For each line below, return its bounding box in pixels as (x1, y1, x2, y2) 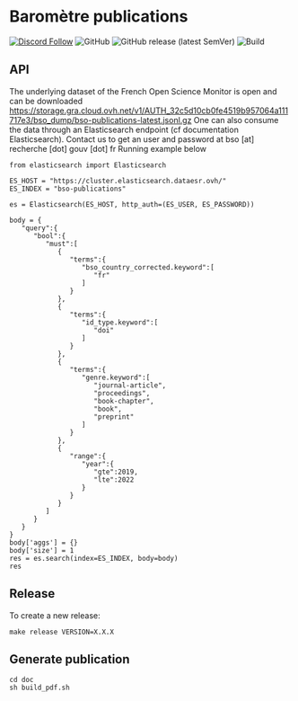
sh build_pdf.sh (9, 683, 70, 693)
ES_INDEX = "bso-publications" (9, 184, 127, 193)
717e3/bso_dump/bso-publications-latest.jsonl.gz (9, 114, 192, 125)
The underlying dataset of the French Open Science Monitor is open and (9, 85, 277, 96)
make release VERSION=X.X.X (9, 627, 115, 636)
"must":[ (45, 239, 78, 248)
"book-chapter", (93, 396, 154, 405)
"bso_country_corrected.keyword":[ (81, 262, 215, 271)
